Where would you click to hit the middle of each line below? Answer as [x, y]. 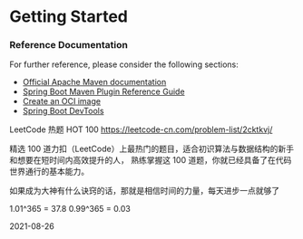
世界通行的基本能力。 [49, 172]
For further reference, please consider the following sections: [124, 64]
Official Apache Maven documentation [94, 82]
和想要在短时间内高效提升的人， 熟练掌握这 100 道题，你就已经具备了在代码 [151, 160]
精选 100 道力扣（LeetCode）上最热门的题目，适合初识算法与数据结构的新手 [152, 149]
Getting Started [69, 17]
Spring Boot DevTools [63, 111]
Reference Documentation [69, 45]
